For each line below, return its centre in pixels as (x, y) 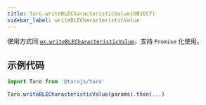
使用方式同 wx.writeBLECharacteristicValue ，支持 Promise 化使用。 (105, 41)
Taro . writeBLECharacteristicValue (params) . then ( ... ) (86, 94)
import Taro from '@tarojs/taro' (56, 82)
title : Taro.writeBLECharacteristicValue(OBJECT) (82, 14)
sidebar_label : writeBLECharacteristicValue (73, 20)
